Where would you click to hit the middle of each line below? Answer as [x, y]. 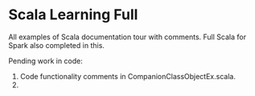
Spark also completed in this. [56, 45]
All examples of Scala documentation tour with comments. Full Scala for [127, 37]
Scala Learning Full [73, 15]
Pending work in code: [45, 61]
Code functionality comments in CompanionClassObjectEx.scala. [127, 76]
